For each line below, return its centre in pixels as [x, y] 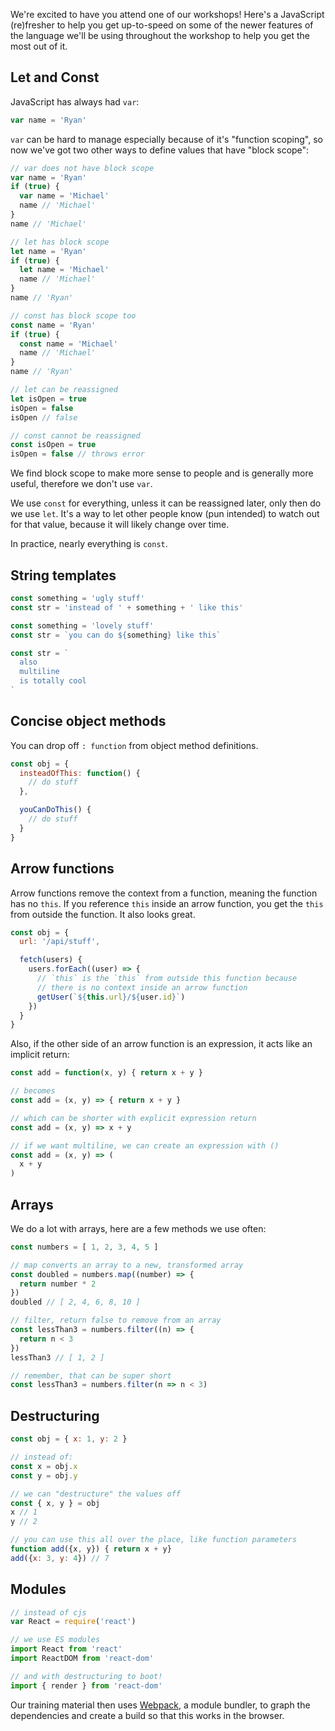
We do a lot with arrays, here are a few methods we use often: [138, 1228]
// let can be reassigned [64, 390]
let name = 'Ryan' [48, 251]
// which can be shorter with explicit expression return [133, 1118]
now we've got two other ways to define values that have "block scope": [160, 150]
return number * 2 [58, 1284]
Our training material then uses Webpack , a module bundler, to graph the [160, 1705]
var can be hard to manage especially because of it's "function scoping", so [166, 139]
